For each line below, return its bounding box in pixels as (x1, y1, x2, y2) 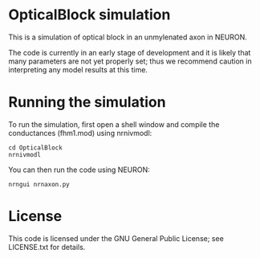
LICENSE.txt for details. (8, 242, 86, 252)
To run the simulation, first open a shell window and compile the (8, 119, 220, 129)
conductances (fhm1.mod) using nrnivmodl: (8, 128, 152, 137)
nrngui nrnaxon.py (8, 180, 70, 188)
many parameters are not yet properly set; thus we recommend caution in (8, 56, 252, 66)
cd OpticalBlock (8, 143, 63, 152)
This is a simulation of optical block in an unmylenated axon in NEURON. (8, 32, 247, 42)
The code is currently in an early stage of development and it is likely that (8, 47, 251, 57)
